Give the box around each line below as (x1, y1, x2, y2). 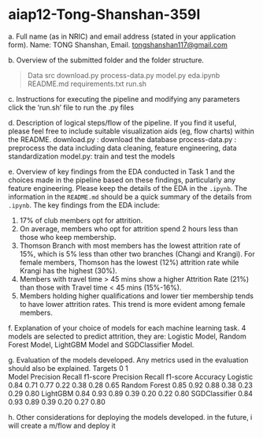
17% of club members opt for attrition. (19, 215, 143, 225)
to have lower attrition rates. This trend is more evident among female (19, 299, 246, 309)
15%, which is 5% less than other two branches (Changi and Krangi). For (19, 249, 255, 258)
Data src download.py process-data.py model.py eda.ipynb (27, 70, 220, 80)
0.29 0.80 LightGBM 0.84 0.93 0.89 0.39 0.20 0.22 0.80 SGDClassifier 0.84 (8, 388, 254, 398)
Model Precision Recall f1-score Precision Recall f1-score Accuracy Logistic (8, 372, 254, 381)
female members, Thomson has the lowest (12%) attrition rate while (19, 257, 239, 267)
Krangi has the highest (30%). (19, 266, 118, 275)
